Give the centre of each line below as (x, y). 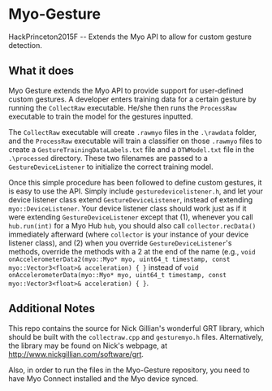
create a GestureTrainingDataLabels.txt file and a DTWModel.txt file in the (132, 149)
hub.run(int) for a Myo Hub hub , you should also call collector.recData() (132, 225)
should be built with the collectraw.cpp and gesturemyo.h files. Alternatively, (136, 337)
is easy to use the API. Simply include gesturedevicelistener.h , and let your (136, 191)
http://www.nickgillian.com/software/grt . (76, 354)
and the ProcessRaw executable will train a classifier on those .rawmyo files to (135, 141)
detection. (26, 45)
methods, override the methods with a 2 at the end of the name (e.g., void (132, 251)
